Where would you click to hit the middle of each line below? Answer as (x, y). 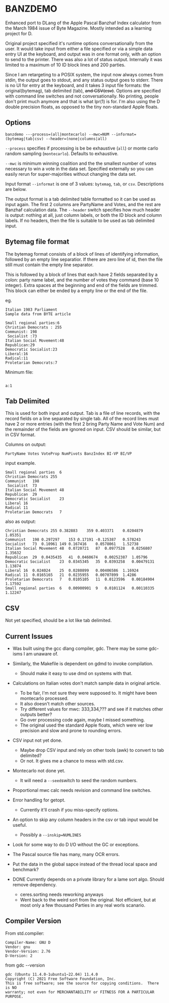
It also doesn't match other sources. (58, 704)
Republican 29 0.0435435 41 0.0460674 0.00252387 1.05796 (76, 557)
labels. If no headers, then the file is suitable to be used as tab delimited (80, 220)
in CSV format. (20, 435)
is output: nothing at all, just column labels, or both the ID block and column (84, 215)
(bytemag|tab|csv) (24, 139)
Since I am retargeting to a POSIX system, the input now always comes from (84, 74)
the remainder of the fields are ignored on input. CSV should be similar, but (83, 429)
